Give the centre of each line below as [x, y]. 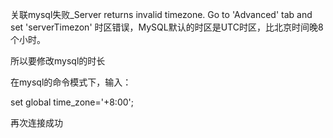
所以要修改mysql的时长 [58, 61]
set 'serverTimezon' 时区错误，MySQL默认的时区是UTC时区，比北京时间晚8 [167, 27]
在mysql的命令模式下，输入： [71, 82]
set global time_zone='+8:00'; [72, 102]
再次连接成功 [36, 122]
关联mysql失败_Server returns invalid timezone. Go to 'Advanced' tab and [161, 14]
